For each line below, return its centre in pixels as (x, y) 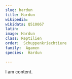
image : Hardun (20, 34)
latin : (12, 29)
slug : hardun (19, 10)
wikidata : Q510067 (25, 24)
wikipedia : (17, 19)
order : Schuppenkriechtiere (36, 43)
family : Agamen (22, 48)
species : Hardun (24, 52)
